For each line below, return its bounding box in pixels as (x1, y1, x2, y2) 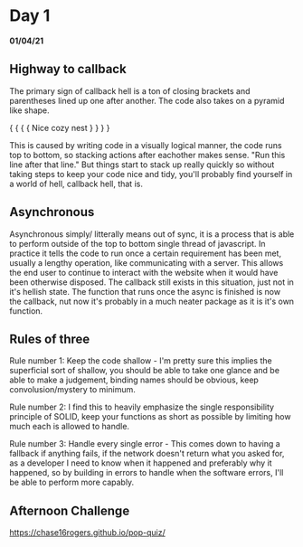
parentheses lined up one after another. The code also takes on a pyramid (9, 95, 285, 106)
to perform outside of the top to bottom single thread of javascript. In (9, 238, 266, 249)
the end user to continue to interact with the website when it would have (9, 267, 279, 278)
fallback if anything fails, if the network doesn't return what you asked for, (9, 448, 285, 459)
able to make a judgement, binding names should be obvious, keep (9, 374, 260, 385)
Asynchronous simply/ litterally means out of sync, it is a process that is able (9, 228, 295, 240)
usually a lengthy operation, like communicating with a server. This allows (9, 257, 284, 268)
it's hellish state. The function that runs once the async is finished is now (9, 286, 281, 297)
